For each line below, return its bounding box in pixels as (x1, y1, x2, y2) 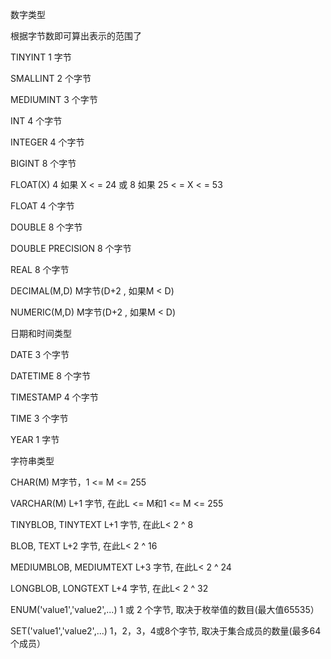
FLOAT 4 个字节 (10, 200, 75, 212)
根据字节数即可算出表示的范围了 (10, 30, 142, 42)
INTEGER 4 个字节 (10, 136, 85, 148)
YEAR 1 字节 (10, 434, 60, 445)
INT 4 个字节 (10, 115, 63, 127)
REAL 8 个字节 (10, 264, 70, 275)
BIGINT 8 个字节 (10, 158, 77, 169)
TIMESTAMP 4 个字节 (10, 391, 99, 403)
